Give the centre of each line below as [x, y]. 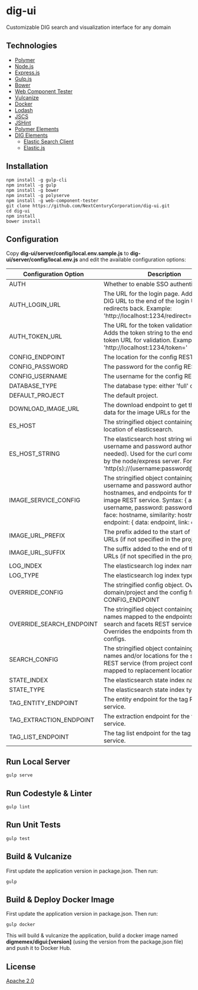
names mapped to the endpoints [148, 617]
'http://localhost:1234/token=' [146, 348]
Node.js [24, 66]
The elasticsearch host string [144, 439]
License [21, 967]
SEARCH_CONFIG [34, 660]
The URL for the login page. [141, 294]
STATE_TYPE [27, 690]
